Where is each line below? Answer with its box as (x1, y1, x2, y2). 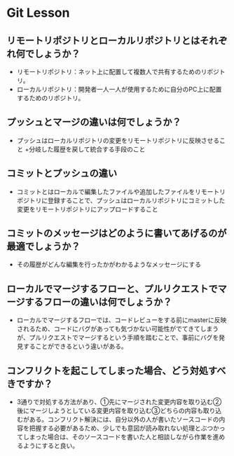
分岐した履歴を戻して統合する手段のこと (28, 145, 146, 153)
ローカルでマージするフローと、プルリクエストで (6, 282, 218, 295)
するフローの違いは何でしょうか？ (25, 296, 172, 308)
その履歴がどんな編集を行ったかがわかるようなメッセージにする (16, 261, 201, 269)
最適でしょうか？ (6, 240, 81, 253)
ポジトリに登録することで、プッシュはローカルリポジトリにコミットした (16, 196, 226, 205)
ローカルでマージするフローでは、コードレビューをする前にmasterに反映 (16, 316, 227, 324)
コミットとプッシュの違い (6, 167, 117, 179)
